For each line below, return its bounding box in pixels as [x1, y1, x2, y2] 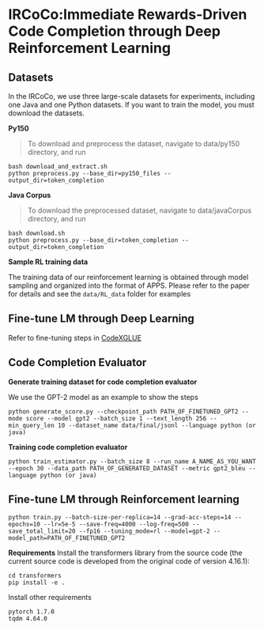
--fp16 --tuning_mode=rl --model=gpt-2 [78, 527, 211, 535]
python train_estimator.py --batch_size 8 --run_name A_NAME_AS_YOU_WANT [8, 457, 257, 466]
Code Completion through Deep [8, 22, 221, 40]
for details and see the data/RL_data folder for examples [8, 289, 191, 298]
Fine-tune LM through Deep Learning [8, 312, 195, 326]
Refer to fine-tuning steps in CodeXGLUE [8, 333, 142, 342]
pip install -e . [8, 579, 66, 587]
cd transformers [8, 572, 62, 580]
